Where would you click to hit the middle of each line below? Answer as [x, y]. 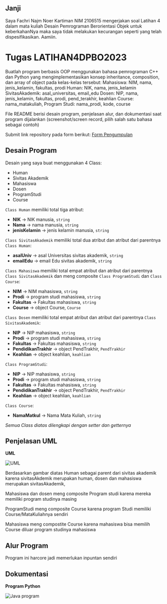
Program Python [23, 586]
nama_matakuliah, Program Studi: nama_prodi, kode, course [68, 104]
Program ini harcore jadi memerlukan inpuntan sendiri [61, 558]
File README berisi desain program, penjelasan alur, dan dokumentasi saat [83, 113]
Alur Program [27, 546]
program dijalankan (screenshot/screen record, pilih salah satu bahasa [79, 119]
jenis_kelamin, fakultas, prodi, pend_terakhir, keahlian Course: [70, 98]
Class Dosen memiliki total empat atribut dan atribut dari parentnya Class [80, 317]
